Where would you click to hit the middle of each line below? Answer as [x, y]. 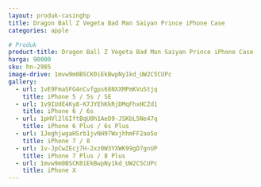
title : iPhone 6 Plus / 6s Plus [76, 127]
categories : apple [38, 30]
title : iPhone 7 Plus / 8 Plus [74, 156]
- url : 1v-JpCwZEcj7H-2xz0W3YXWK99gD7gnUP [86, 148]
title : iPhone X [50, 171]
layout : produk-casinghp [49, 16]
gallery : [23, 82]
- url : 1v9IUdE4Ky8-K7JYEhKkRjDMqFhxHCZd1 [86, 104]
